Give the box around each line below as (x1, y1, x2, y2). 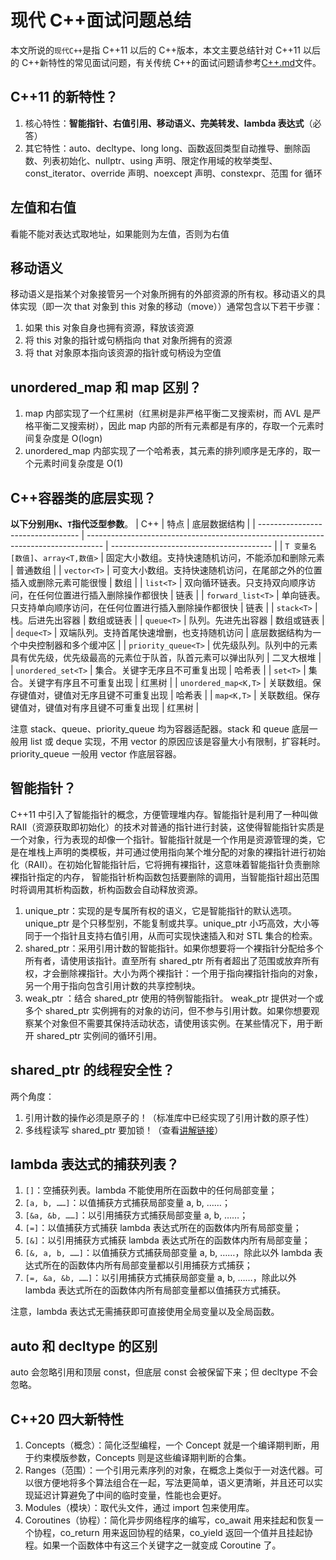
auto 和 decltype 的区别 (10, 1337, 158, 1355)
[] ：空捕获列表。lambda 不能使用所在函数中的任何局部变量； (24, 1184, 278, 1196)
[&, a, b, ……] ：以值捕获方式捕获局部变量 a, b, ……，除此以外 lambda (24, 1247, 312, 1259)
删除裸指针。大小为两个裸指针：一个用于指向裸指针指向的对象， (59, 967, 323, 979)
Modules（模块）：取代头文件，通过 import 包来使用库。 (24, 1502, 255, 1514)
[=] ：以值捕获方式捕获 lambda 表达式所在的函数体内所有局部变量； (24, 1222, 302, 1234)
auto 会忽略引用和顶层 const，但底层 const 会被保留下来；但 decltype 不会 (10, 1366, 318, 1378)
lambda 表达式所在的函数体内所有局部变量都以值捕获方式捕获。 (24, 1284, 287, 1296)
